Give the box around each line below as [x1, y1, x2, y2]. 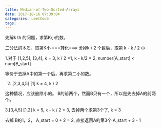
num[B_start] [5, 61, 31, 67]
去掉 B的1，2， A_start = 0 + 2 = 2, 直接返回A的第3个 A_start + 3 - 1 [5, 117, 141, 123]
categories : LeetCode [5, 16, 49, 21]
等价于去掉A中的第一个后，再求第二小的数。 [5, 71, 94, 77]
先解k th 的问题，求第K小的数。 [5, 35, 68, 40]
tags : [5, 20, 16, 26]
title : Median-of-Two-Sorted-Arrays [5, 7, 80, 12]
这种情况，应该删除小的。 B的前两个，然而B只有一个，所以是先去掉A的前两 [5, 91, 156, 96]
